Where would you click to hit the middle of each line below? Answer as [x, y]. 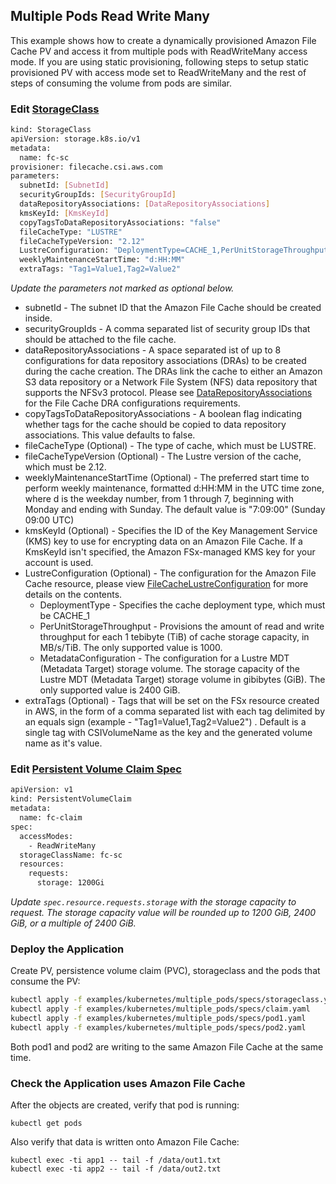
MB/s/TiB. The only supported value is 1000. [131, 648]
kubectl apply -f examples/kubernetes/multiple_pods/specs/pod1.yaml [158, 1019]
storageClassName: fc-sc [71, 855]
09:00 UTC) [49, 520]
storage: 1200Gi [70, 883]
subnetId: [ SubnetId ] [64, 185]
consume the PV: [45, 981]
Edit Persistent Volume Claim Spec [96, 769]
